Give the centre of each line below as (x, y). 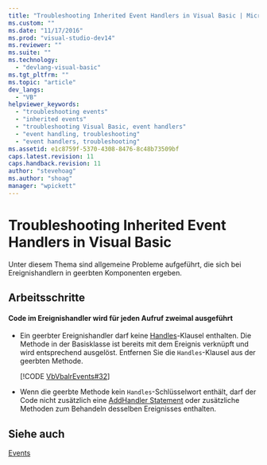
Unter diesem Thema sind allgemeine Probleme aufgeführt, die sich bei (125, 264)
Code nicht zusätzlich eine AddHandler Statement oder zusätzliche (130, 401)
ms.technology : (33, 61)
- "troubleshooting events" (62, 112)
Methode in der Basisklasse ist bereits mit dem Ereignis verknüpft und (134, 344)
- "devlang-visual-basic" (58, 68)
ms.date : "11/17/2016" (46, 30)
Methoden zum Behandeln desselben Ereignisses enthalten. (118, 409)
